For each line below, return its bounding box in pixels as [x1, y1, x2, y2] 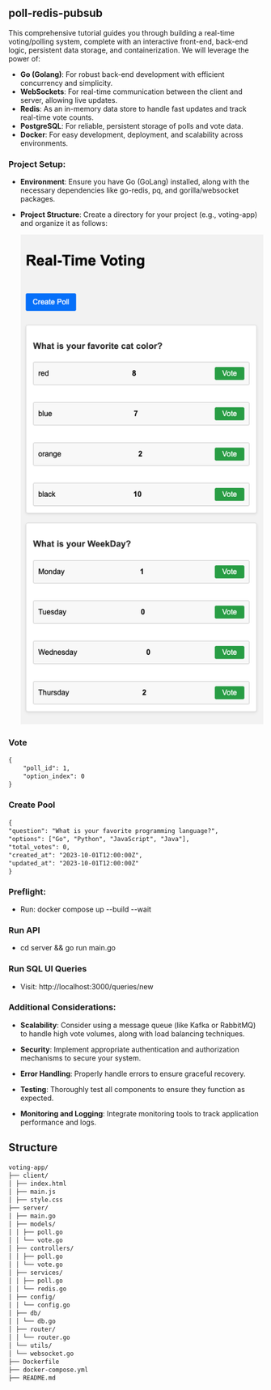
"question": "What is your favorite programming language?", [8, 827, 219, 835]
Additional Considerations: [8, 1001, 116, 1013]
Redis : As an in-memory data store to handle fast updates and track [19, 104, 247, 113]
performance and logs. [19, 1117, 97, 1127]
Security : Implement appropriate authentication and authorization [19, 1044, 240, 1054]
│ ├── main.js [8, 1188, 57, 1196]
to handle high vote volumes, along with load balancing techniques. [19, 1028, 245, 1039]
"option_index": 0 [23, 772, 85, 780]
